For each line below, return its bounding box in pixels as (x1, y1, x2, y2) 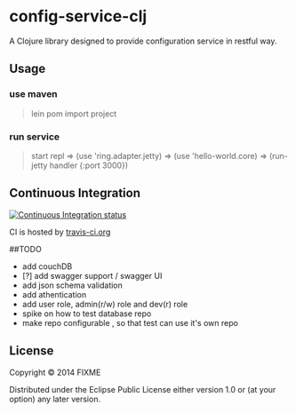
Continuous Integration (9, 186, 140, 201)
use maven (9, 88, 58, 100)
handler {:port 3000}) (49, 160, 129, 171)
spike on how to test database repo (21, 308, 152, 319)
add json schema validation (21, 280, 123, 290)
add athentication (21, 289, 87, 299)
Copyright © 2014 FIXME (9, 367, 101, 377)
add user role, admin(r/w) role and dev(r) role (21, 298, 188, 309)
